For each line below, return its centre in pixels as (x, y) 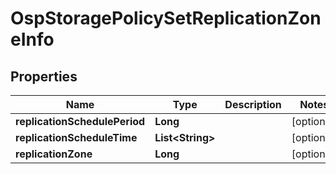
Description (253, 104)
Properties (44, 76)
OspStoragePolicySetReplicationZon (166, 18)
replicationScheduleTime (76, 137)
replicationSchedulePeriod (80, 121)
